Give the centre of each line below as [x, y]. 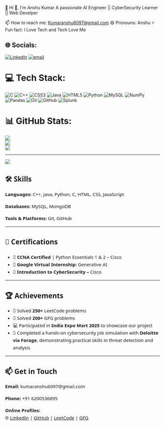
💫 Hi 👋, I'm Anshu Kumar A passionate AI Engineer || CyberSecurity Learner [82, 8]
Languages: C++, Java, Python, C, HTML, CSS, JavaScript [65, 194]
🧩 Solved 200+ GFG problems [44, 318]
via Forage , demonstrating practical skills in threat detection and [83, 340]
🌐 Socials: [21, 45]
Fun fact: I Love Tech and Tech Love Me [45, 30]
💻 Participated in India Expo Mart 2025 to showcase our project [83, 326]
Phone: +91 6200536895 [31, 398]
